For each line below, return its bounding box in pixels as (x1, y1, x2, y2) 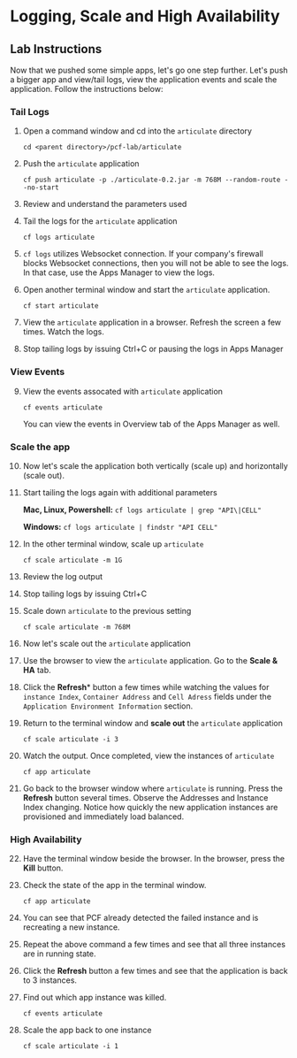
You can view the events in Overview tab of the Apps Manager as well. (22, 418, 280, 429)
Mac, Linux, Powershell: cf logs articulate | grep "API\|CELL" (22, 504, 262, 515)
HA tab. (22, 664, 51, 675)
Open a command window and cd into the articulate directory (22, 126, 253, 136)
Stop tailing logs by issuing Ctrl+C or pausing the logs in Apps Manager (22, 343, 284, 355)
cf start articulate (22, 302, 99, 310)
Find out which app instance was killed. (22, 993, 167, 1003)
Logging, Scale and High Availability (10, 6, 281, 27)
